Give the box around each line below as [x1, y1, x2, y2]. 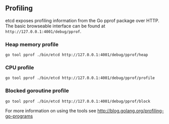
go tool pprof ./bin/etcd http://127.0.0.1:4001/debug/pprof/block [5, 99, 151, 104]
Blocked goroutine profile [5, 87, 69, 94]
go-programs [5, 113, 33, 119]
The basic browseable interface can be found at [5, 23, 105, 29]
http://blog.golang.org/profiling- [97, 107, 164, 113]
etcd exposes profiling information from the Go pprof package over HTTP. [5, 17, 159, 23]
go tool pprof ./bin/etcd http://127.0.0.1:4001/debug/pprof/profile [5, 75, 155, 80]
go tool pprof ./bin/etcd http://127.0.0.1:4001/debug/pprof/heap [5, 53, 148, 58]
